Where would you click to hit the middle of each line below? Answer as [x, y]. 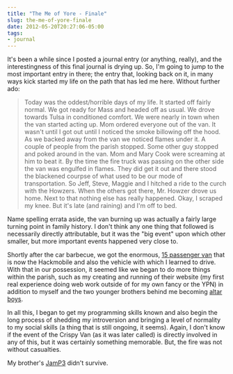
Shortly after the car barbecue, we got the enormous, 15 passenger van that [116, 255]
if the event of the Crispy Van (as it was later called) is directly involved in [112, 335]
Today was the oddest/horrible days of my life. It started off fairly [118, 102]
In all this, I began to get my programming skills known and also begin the [112, 313]
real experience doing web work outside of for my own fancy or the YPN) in [115, 284]
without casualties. [34, 350]
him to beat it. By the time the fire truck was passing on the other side [124, 161]
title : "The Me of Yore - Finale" [57, 14]
